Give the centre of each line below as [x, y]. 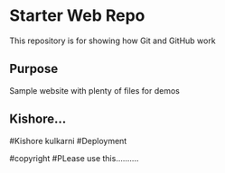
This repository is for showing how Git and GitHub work [112, 41]
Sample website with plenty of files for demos [95, 90]
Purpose [34, 69]
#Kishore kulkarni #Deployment [68, 141]
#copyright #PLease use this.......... [74, 158]
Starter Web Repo [77, 16]
